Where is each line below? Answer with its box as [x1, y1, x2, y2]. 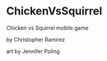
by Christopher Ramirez [6, 36, 65, 43]
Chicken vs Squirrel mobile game [6, 24, 89, 31]
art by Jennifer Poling [6, 47, 60, 55]
